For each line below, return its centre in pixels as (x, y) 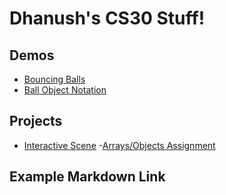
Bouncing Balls (54, 79)
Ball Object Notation (65, 90)
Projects (36, 121)
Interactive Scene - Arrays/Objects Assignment (119, 145)
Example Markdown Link (87, 177)
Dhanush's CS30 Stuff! (107, 18)
